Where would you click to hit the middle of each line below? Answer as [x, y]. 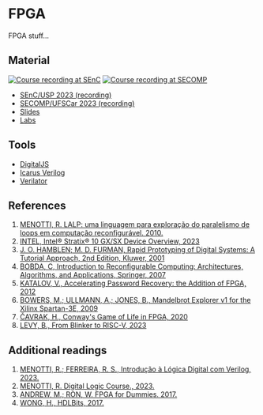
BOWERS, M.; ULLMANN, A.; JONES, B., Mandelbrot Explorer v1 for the [135, 300]
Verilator [34, 181]
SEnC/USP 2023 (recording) [66, 95]
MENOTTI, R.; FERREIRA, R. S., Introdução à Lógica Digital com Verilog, [135, 369]
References [37, 205]
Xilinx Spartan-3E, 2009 [59, 308]
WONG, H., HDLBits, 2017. [62, 403]
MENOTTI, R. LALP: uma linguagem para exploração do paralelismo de [135, 224]
